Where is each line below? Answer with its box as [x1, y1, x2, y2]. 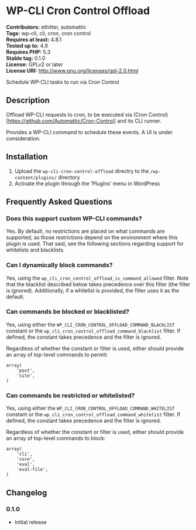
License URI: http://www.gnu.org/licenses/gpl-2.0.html [6, 67, 139, 74]
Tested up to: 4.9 [6, 42, 49, 49]
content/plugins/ [14, 175, 57, 181]
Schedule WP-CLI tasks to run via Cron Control [6, 78, 119, 86]
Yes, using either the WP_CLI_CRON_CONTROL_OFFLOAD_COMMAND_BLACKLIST [6, 321, 175, 328]
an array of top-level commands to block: [6, 435, 106, 442]
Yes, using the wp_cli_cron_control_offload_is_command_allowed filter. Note [6, 274, 189, 281]
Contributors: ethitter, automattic [6, 23, 87, 30]
